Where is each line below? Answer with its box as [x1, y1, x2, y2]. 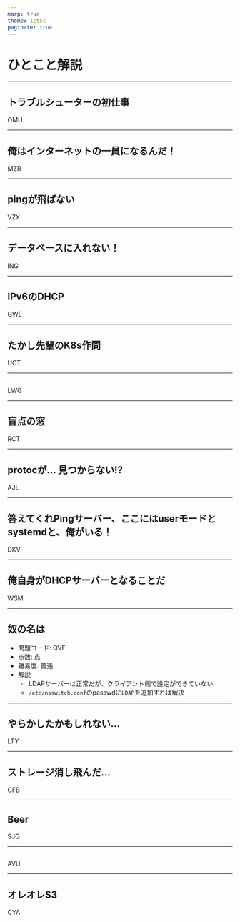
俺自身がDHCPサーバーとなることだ [7, 575, 166, 587]
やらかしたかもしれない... [7, 718, 121, 730]
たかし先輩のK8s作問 [7, 339, 101, 351]
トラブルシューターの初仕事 [7, 96, 130, 108]
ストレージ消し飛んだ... [7, 766, 111, 778]
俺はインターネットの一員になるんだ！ [7, 144, 176, 157]
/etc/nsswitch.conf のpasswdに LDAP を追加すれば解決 [28, 688, 185, 697]
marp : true [7, 10, 40, 18]
